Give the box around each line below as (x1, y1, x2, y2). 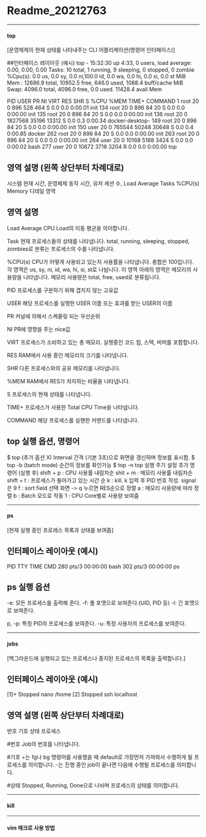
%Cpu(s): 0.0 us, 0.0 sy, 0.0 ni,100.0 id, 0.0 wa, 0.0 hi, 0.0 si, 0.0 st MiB (7, 73, 186, 80)
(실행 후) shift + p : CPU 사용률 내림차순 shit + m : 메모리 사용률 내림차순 (18, 469, 193, 476)
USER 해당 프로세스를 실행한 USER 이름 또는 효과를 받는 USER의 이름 (7, 299, 173, 307)
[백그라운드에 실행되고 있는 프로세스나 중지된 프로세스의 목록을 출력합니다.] (7, 655, 186, 662)
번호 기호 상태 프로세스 (7, 727, 61, 735)
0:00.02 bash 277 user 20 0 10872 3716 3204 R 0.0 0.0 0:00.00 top (7, 143, 177, 151)
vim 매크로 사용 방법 (7, 824, 56, 831)
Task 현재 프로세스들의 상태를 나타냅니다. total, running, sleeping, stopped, (7, 237, 190, 245)
